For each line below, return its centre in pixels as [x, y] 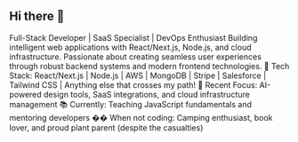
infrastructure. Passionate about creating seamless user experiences [136, 56]
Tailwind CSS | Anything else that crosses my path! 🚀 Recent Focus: [133, 84]
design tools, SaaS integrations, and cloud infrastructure [147, 94]
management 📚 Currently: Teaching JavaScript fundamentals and [130, 104]
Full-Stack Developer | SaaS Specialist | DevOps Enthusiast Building [133, 37]
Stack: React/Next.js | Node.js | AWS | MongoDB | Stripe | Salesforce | [138, 75]
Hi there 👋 [37, 16]
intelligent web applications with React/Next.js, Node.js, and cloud [130, 47]
